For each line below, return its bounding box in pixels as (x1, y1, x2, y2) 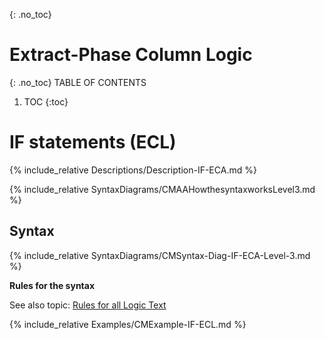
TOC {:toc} (23, 95, 69, 108)
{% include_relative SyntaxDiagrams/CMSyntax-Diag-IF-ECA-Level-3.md (9, 249, 311, 261)
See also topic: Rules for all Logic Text (9, 299, 167, 311)
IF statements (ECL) (9, 131, 177, 154)
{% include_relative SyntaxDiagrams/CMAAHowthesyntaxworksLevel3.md (9, 183, 316, 195)
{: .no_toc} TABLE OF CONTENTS (9, 76, 147, 88)
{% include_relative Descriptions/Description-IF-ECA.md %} (9, 164, 257, 176)
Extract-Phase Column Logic (9, 44, 253, 66)
